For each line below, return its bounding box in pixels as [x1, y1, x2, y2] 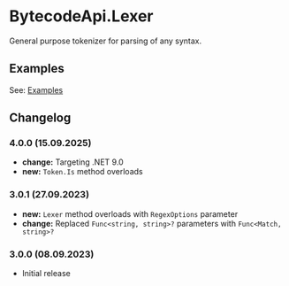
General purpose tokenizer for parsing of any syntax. [9, 35, 202, 46]
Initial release [21, 268, 71, 279]
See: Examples [9, 84, 64, 95]
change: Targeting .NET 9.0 [21, 157, 124, 167]
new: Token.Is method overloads [21, 166, 143, 177]
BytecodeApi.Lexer [9, 6, 154, 27]
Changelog [9, 111, 72, 126]
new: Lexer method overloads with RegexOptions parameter [21, 208, 239, 219]
